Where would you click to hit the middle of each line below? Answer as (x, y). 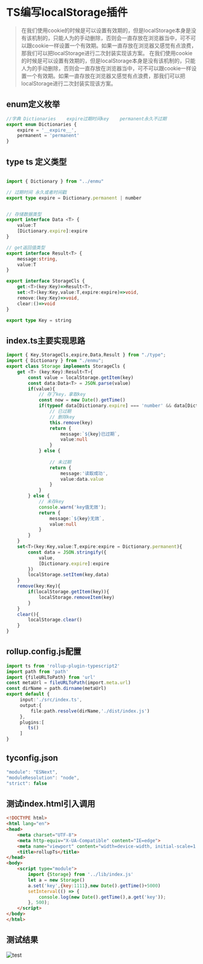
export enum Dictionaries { (42, 124)
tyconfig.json (32, 758)
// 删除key (62, 417)
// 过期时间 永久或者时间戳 (37, 192)
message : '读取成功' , (84, 474)
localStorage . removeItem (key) (76, 597)
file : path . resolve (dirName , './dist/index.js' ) (90, 711)
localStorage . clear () (55, 620)
